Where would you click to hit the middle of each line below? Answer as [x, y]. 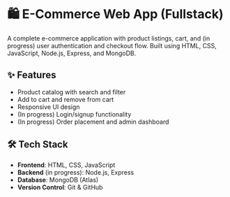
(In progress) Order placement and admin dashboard [93, 122]
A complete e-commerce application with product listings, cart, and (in [109, 38]
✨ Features [32, 75]
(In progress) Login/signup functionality [74, 114]
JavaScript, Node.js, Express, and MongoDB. [72, 53]
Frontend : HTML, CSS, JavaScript [66, 165]
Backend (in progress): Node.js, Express [76, 172]
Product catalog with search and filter [71, 92]
